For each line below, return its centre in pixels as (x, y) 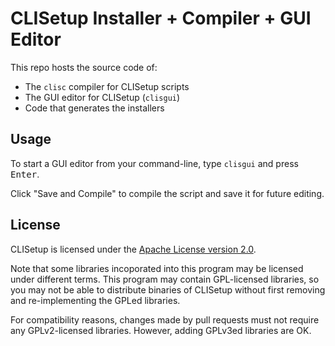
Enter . (25, 174)
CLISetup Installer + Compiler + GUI (161, 18)
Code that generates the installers (94, 108)
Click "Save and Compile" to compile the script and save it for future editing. (167, 193)
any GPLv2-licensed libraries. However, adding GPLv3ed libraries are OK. (161, 330)
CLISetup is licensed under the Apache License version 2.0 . (133, 249)
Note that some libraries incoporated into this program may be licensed (157, 268)
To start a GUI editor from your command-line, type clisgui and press (154, 163)
